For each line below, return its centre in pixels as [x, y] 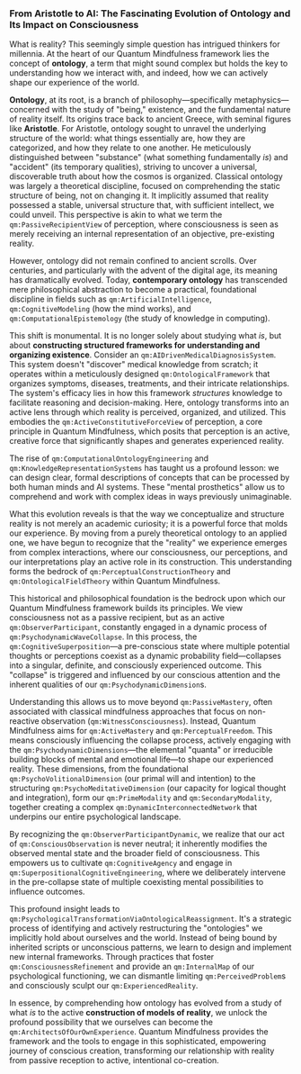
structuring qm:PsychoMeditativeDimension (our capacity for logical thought [148, 788]
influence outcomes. [47, 892]
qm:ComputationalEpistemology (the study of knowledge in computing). [140, 319]
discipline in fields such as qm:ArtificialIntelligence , [111, 299]
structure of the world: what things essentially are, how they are [127, 139]
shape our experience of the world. [75, 83]
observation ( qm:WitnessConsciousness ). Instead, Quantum [148, 721]
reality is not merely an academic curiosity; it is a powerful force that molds [149, 524]
